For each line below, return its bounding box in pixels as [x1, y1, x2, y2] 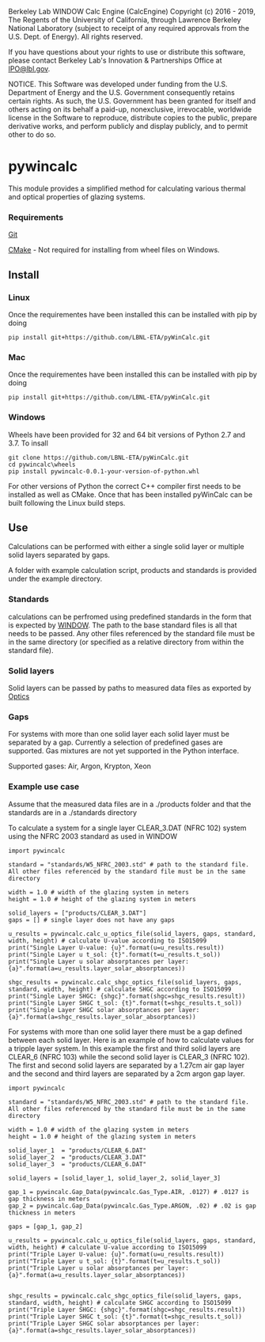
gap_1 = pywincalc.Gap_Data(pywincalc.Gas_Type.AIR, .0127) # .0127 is [8, 1188, 249, 1196]
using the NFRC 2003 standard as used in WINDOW [8, 831, 178, 841]
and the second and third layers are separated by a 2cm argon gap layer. [8, 1068, 245, 1079]
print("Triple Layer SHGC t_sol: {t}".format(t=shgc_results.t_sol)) [8, 1313, 243, 1321]
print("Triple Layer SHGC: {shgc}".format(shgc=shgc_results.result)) [8, 1306, 246, 1314]
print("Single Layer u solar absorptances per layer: [8, 957, 190, 965]
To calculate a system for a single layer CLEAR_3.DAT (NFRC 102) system [8, 823, 247, 832]
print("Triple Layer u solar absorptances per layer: [8, 1264, 190, 1272]
